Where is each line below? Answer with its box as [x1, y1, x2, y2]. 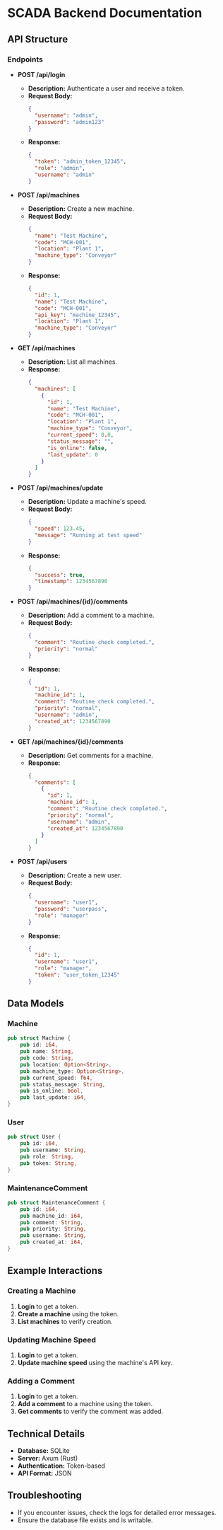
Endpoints [7, 54, 44, 64]
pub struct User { [7, 1134, 61, 1141]
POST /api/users [17, 858, 68, 866]
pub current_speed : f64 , [20, 1074, 93, 1081]
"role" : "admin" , [34, 165, 86, 172]
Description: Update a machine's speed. [28, 497, 147, 506]
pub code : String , [20, 1054, 74, 1062]
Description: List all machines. [28, 357, 118, 366]
